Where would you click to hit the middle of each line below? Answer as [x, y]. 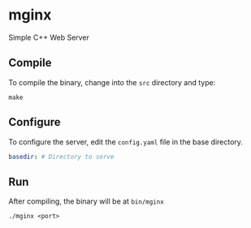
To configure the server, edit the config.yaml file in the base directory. [126, 142]
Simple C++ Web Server [49, 37]
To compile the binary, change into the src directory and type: [112, 82]
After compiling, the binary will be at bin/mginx [86, 201]
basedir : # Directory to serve [61, 157]
